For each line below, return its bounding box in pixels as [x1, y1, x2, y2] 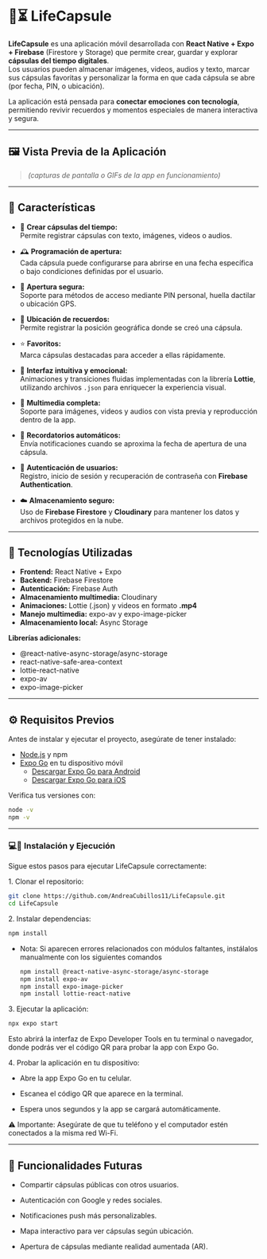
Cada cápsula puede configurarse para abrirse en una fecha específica [19, 257, 253, 268]
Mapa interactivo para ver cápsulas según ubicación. [19, 1226, 194, 1236]
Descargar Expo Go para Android [31, 767, 141, 776]
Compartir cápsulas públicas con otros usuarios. [19, 1180, 180, 1190]
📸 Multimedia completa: [19, 398, 101, 407]
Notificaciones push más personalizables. [19, 1211, 157, 1221]
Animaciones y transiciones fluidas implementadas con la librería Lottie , [19, 374, 256, 383]
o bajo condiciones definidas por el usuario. [19, 266, 164, 276]
